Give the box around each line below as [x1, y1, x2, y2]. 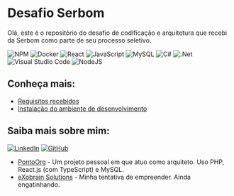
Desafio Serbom [7, 5, 105, 21]
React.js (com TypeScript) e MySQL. [17, 165, 124, 173]
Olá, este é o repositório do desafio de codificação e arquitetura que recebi [7, 28, 228, 37]
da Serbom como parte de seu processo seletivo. [7, 36, 152, 44]
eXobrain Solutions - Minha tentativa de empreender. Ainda [17, 173, 191, 181]
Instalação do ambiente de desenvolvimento [17, 104, 147, 113]
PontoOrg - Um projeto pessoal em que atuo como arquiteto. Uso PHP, [17, 158, 225, 166]
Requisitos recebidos [17, 97, 79, 105]
